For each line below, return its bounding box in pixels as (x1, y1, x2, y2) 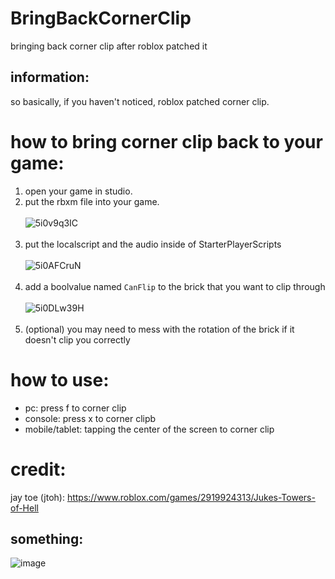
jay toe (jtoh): (10, 491, 65, 503)
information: (10, 69, 90, 86)
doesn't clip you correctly (24, 333, 131, 346)
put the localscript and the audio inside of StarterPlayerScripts (24, 238, 282, 250)
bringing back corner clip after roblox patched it (10, 40, 208, 52)
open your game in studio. (24, 185, 133, 197)
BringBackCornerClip (10, 7, 192, 30)
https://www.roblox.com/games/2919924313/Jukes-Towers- (66, 491, 316, 503)
